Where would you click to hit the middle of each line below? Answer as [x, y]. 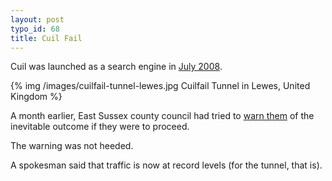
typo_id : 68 [35, 29]
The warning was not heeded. [72, 146]
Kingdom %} [36, 97]
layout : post [37, 19]
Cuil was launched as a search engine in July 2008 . [116, 67]
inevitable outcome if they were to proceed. [100, 127]
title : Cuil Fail [46, 38]
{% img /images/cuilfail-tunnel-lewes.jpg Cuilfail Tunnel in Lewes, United [160, 86]
